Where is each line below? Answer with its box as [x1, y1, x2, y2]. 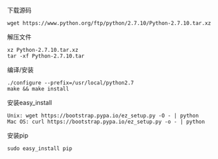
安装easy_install [7, 99, 52, 106]
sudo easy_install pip [7, 145, 72, 152]
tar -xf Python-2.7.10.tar [7, 53, 85, 59]
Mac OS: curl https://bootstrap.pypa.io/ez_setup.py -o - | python [7, 118, 206, 125]
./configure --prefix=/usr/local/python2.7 [7, 79, 135, 86]
